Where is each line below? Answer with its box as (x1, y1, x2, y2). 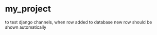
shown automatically (5, 24, 47, 30)
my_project (5, 3, 51, 14)
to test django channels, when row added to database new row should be (5, 19, 152, 25)
